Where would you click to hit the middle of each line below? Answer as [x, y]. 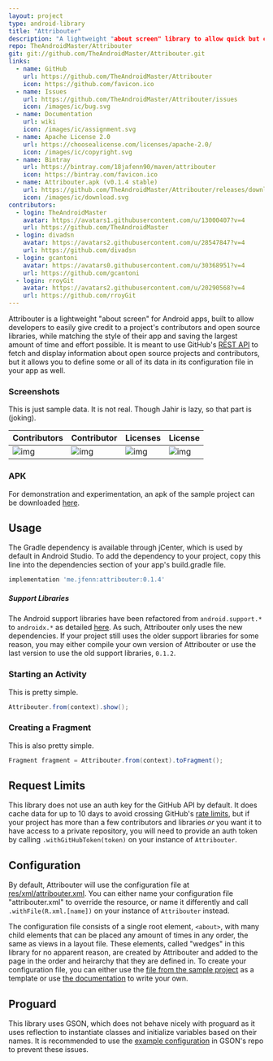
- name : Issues [41, 91]
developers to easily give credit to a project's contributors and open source [134, 327]
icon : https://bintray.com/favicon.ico [91, 175]
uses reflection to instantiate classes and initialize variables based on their [133, 1033]
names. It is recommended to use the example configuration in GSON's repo [136, 1041]
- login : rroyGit [45, 280]
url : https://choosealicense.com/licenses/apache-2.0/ [118, 144]
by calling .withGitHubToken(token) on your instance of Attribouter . [123, 840]
